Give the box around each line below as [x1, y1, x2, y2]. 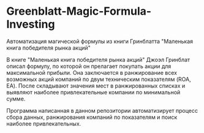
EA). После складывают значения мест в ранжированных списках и [6, 82, 186, 89]
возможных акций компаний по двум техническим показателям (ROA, [6, 75, 191, 83]
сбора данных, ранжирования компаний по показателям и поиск [6, 113, 178, 121]
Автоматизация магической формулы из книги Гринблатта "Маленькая [6, 37, 194, 45]
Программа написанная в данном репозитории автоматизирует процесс [6, 107, 198, 114]
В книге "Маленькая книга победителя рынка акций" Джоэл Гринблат [6, 56, 191, 63]
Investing [6, 17, 55, 31]
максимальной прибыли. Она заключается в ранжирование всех [6, 69, 178, 76]
